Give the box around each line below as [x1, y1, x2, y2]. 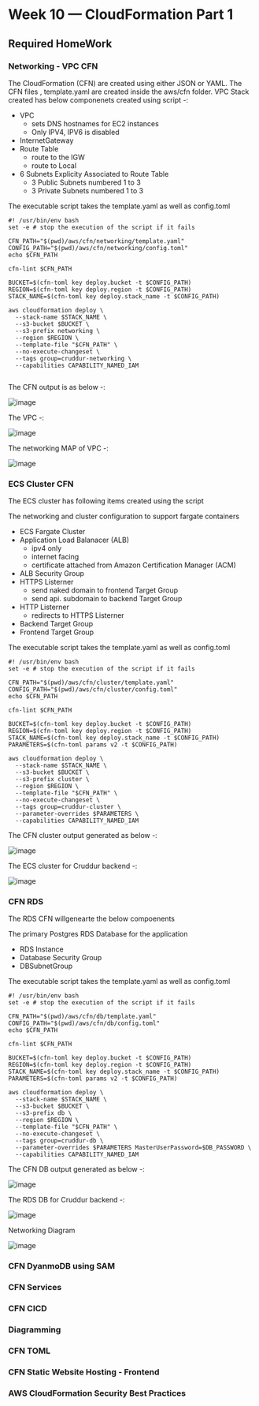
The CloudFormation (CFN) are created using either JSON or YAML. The [8, 78, 242, 88]
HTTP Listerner [19, 602, 69, 612]
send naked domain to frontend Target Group [31, 585, 179, 595]
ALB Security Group [19, 569, 85, 578]
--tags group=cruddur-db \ [15, 1137, 104, 1145]
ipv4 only [31, 544, 62, 553]
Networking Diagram [8, 1225, 76, 1236]
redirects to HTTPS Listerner [31, 611, 124, 620]
